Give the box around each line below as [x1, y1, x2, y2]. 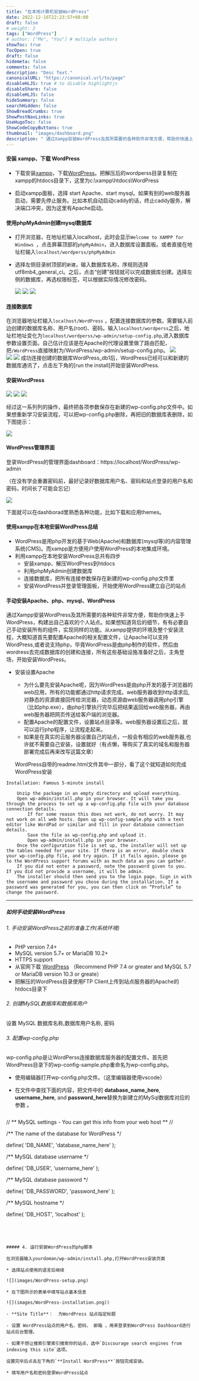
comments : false [6, 64, 46, 70]
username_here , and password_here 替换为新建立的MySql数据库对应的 [14, 1094, 190, 1101]
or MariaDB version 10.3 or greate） [14, 970, 102, 978]
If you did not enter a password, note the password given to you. [17, 863, 187, 869]
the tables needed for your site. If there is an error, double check [6, 848, 184, 854]
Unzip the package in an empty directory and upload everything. [17, 791, 182, 797]
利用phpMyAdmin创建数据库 [23, 567, 93, 574]
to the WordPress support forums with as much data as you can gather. [6, 858, 187, 865]
